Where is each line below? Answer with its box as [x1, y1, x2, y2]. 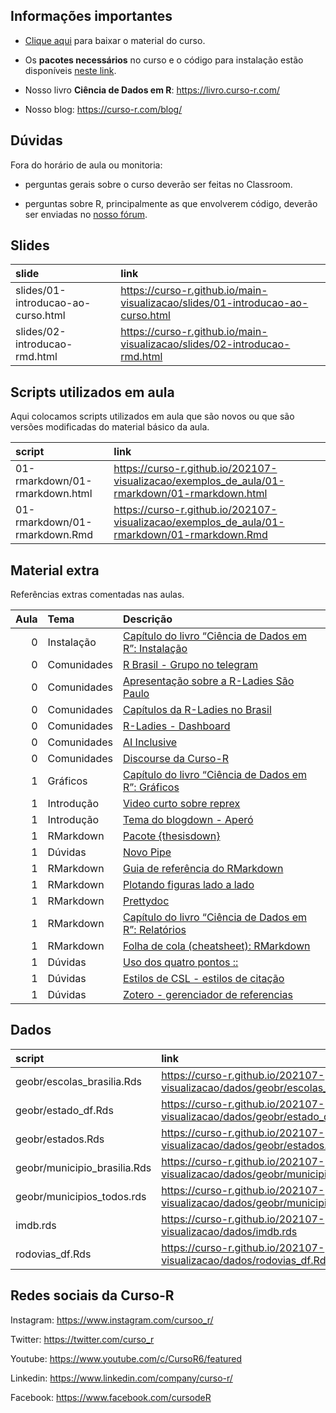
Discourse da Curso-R [122, 752, 230, 766]
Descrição [122, 612, 173, 626]
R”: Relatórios [122, 923, 187, 937]
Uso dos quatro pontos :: [122, 955, 239, 969]
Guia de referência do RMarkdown [122, 862, 284, 876]
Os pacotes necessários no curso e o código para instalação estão [24, 54, 304, 66]
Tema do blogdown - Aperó [122, 813, 254, 827]
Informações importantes [10, 8, 173, 25]
